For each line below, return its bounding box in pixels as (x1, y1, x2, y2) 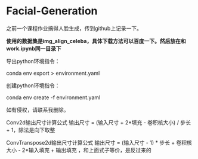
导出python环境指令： (6, 57, 60, 65)
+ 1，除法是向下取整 (6, 126, 55, 133)
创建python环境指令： (6, 82, 60, 89)
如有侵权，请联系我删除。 (6, 106, 69, 113)
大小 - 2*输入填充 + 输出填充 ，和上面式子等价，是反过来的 (6, 146, 151, 154)
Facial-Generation (6, 4, 98, 18)
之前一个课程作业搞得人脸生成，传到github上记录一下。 (6, 25, 142, 32)
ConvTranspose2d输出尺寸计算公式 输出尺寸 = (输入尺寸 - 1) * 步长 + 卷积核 (6, 139, 193, 146)
